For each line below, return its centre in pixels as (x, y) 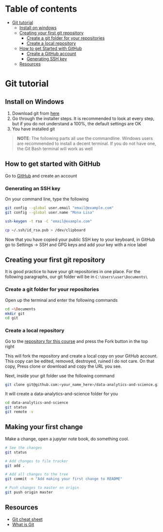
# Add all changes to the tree (37, 474)
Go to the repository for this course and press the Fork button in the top (76, 341)
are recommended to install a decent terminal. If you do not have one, (87, 143)
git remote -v (19, 412)
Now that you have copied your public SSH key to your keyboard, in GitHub (80, 239)
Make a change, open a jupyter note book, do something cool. (67, 439)
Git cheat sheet (27, 519)
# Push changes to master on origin (42, 488)
